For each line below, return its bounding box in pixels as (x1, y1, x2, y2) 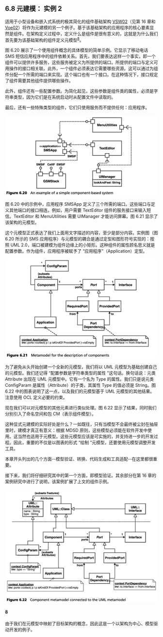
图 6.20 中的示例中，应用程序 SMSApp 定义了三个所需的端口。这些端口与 (5, 201, 151, 207)
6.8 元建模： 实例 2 (5, 4, 62, 13)
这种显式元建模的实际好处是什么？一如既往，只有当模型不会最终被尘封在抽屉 (5, 421, 158, 427)
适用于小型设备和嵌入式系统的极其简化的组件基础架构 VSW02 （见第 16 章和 (5, 19, 156, 24)
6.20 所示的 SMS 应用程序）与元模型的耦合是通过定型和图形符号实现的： (5, 236, 150, 242)
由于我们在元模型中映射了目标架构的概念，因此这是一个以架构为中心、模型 (5, 620, 154, 626)
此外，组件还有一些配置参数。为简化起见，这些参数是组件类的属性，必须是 (5, 88, 154, 94)
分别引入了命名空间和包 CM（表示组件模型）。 (5, 411, 96, 417)
